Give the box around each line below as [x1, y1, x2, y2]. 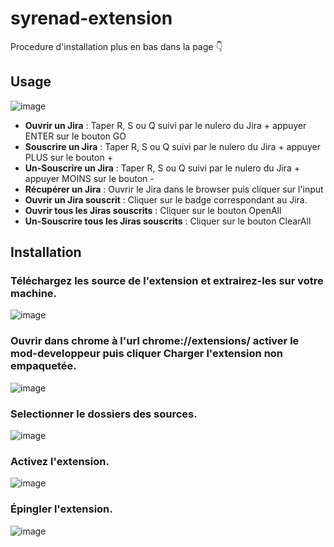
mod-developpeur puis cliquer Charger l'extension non [10, 347, 284, 361]
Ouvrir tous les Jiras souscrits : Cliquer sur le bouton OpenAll [24, 204, 282, 216]
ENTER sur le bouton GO [24, 130, 127, 142]
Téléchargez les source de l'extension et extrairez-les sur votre [10, 274, 324, 288]
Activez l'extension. [10, 454, 110, 468]
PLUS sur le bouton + [24, 151, 113, 163]
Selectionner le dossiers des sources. [10, 407, 198, 421]
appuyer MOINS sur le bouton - [24, 172, 155, 184]
